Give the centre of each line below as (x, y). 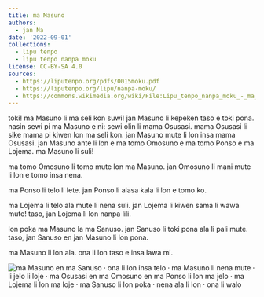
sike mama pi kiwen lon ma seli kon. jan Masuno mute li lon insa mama (122, 135)
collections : (29, 45)
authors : (22, 23)
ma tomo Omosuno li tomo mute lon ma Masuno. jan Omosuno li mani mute (130, 167)
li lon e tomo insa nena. (46, 175)
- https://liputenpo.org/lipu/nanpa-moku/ (86, 88)
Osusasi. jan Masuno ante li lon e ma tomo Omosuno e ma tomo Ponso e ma (131, 143)
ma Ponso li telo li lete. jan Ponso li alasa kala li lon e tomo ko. (107, 190)
